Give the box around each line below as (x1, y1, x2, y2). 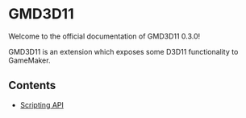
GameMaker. (8, 55, 51, 65)
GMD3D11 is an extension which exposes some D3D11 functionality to (8, 47, 239, 56)
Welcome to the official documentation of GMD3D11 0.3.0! (8, 31, 201, 41)
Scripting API (19, 100, 65, 109)
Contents (8, 79, 56, 92)
